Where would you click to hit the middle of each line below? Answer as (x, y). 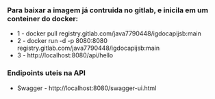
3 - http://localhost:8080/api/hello (65, 55)
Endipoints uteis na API (46, 73)
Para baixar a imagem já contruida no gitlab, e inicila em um (108, 10)
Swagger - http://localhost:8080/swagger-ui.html (87, 88)
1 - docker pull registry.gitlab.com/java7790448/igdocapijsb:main (109, 33)
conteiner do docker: (43, 18)
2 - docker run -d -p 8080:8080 (62, 41)
